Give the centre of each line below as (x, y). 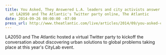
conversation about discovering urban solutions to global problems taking (80, 42)
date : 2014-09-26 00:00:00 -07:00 (41, 18)
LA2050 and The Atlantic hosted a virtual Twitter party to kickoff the (74, 37)
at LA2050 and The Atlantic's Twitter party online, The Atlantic (79, 14)
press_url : (16, 23)
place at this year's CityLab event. (40, 47)
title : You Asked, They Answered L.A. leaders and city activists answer (83, 9)
